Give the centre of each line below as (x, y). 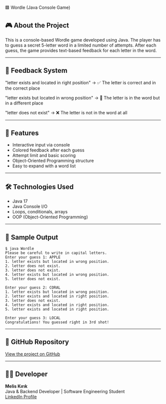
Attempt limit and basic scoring (44, 155)
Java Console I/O (30, 206)
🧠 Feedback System (36, 71)
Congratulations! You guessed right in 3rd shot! (57, 322)
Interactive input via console (41, 145)
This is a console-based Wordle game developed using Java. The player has (83, 40)
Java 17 (20, 201)
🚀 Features (22, 133)
